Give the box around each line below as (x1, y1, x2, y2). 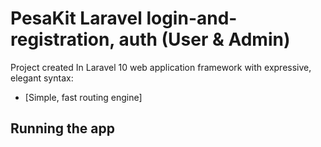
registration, (10, 28, 115, 51)
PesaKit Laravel (10, 7, 143, 30)
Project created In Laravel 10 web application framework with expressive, (10, 61, 312, 73)
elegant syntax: (10, 72, 74, 84)
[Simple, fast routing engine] (24, 91, 143, 103)
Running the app (10, 120, 115, 137)
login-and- (146, 7, 238, 30)
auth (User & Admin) (118, 28, 291, 51)
